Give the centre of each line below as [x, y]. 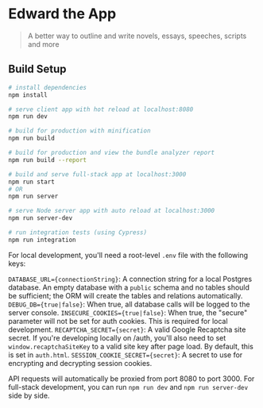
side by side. [29, 395]
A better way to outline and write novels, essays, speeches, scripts [137, 36]
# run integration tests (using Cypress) [78, 233]
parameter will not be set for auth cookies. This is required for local [118, 321]
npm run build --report [48, 160]
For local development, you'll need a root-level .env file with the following [128, 255]
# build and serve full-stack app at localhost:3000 [97, 174]
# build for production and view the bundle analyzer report [112, 152]
